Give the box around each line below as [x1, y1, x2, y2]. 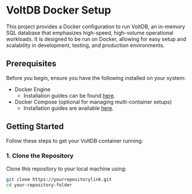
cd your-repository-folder [6, 182, 72, 188]
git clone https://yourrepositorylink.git [6, 176, 112, 182]
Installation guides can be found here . [23, 92, 115, 99]
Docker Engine [14, 86, 51, 93]
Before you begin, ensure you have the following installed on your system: [6, 74, 186, 81]
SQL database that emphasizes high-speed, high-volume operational [6, 29, 174, 36]
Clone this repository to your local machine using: [6, 165, 127, 172]
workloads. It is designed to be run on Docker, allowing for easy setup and [6, 35, 187, 42]
